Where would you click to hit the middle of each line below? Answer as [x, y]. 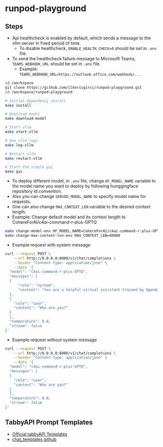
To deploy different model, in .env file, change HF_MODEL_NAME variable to [84, 181]
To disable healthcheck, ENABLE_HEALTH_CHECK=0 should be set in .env [88, 48]
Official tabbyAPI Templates [40, 434]
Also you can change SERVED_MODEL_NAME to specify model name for [79, 197]
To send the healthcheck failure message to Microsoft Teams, [74, 58]
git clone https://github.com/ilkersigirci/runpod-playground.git [73, 87]
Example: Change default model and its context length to [69, 217]
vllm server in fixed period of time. [46, 43]
